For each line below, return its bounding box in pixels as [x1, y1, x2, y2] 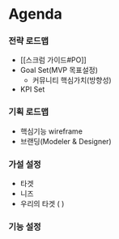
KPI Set [19, 84, 45, 94]
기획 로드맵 [8, 106, 49, 117]
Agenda [8, 5, 62, 23]
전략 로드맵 [8, 36, 49, 47]
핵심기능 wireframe [19, 126, 83, 136]
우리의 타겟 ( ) [19, 199, 65, 209]
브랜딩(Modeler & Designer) [19, 136, 112, 146]
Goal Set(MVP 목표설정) [19, 66, 99, 75]
